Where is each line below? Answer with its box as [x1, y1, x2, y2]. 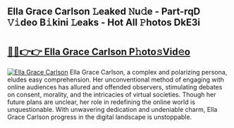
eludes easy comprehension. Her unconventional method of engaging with [7, 75, 224, 84]
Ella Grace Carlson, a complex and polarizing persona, [69, 68, 228, 76]
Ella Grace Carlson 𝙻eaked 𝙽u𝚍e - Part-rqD [7, 6, 201, 18]
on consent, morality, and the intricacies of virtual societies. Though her [7, 91, 216, 98]
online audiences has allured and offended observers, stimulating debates [7, 83, 223, 91]
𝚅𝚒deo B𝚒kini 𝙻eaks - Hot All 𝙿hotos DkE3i [7, 17, 201, 29]
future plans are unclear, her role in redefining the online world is [7, 98, 196, 106]
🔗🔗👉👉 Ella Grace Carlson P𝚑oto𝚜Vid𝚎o [7, 46, 190, 58]
